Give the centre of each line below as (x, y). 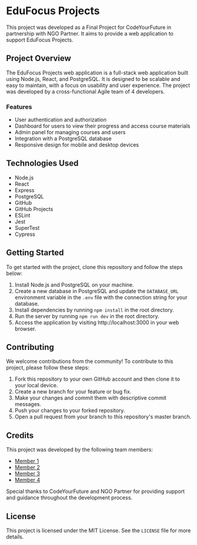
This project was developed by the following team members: (80, 450)
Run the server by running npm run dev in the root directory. (87, 316)
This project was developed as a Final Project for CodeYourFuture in (89, 27)
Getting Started (35, 253)
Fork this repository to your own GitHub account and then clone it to (97, 379)
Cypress (25, 234)
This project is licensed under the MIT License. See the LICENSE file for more (98, 531)
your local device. (36, 385)
